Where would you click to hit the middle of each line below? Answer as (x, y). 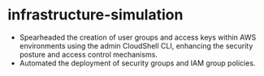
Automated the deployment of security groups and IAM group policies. (137, 63)
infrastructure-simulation (95, 15)
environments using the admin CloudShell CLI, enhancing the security (136, 45)
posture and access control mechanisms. (88, 54)
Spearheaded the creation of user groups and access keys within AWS (138, 37)
